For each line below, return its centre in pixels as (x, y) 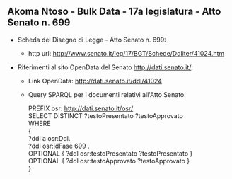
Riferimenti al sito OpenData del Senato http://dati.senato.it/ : (105, 67)
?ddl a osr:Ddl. (49, 138)
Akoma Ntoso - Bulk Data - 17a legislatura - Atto (114, 12)
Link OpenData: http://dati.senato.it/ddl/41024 (95, 81)
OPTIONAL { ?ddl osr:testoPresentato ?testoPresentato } (110, 153)
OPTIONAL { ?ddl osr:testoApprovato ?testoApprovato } (109, 161)
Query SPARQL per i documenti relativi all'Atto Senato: (107, 94)
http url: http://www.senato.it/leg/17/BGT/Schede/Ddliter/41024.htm (126, 53)
